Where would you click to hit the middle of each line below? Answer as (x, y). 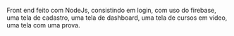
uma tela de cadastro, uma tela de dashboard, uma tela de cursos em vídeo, (117, 18)
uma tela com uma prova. (43, 25)
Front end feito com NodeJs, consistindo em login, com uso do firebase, (111, 10)
